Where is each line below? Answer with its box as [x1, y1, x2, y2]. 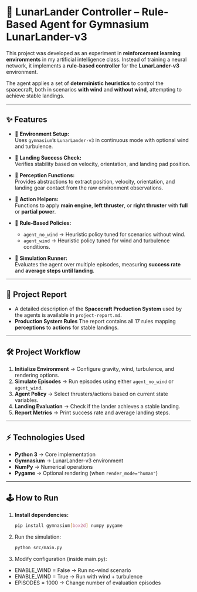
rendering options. [14, 372, 60, 379]
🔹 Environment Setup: [14, 130, 69, 137]
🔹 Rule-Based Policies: [14, 219, 72, 226]
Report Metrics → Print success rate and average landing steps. [14, 409, 171, 416]
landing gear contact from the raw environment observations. [14, 184, 164, 191]
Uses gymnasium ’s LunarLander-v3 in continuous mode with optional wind [14, 136, 189, 143]
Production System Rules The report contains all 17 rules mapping [14, 317, 176, 324]
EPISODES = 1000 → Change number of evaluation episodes [14, 579, 161, 586]
